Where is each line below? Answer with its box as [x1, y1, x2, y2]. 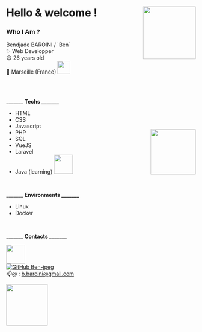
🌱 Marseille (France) [6, 68, 57, 75]
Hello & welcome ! [6, 6, 97, 20]
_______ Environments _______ [6, 192, 79, 199]
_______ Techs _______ [6, 98, 59, 105]
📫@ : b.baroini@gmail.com [6, 270, 74, 277]
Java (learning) [14, 168, 53, 175]
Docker [14, 210, 34, 217]
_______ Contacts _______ [6, 233, 67, 240]
